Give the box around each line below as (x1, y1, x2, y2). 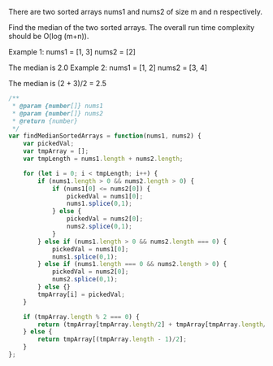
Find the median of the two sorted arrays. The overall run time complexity (8, 23, 254, 32)
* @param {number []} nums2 (11, 109, 104, 117)
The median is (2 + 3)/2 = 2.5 (8, 79, 107, 88)
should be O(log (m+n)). (8, 32, 89, 41)
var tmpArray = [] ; (23, 147, 89, 155)
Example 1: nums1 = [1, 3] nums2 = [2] (8, 47, 136, 56)
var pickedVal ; (23, 140, 75, 148)
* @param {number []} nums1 (11, 102, 104, 110)
